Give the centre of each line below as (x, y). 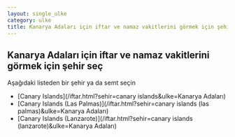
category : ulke (29, 20)
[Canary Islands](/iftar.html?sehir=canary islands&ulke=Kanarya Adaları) (121, 96)
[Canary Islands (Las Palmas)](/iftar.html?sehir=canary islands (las (113, 104)
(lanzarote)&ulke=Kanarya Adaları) (67, 126)
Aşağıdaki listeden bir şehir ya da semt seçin (72, 83)
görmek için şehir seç (55, 66)
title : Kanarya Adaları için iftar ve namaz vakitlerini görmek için (111, 27)
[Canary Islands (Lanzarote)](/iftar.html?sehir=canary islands (105, 119)
